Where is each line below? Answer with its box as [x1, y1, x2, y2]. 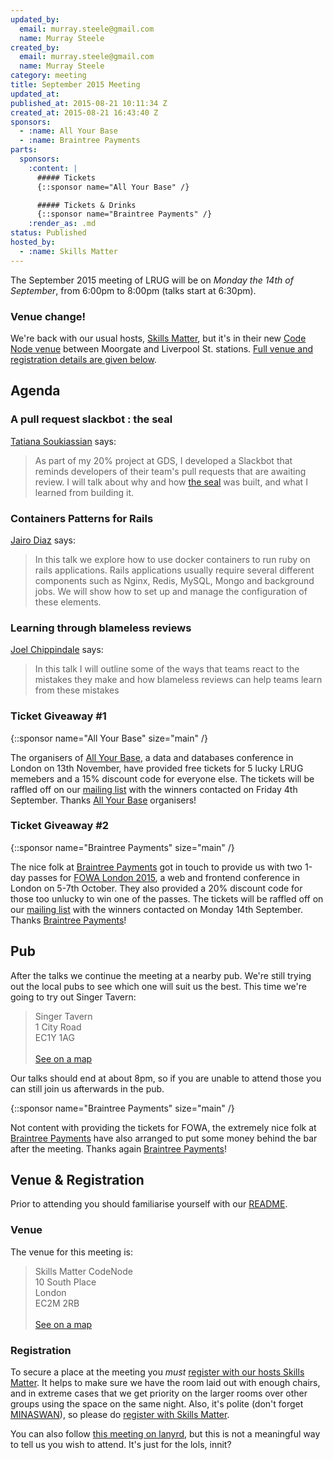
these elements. [34, 596, 102, 608]
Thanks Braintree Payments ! [10, 914, 127, 926]
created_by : [10, 42, 60, 53]
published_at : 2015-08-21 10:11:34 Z [10, 98, 168, 108]
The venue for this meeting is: [10, 1246, 133, 1258]
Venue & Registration [10, 1172, 145, 1188]
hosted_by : [10, 237, 56, 247]
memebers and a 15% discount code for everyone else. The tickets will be [10, 772, 315, 785]
